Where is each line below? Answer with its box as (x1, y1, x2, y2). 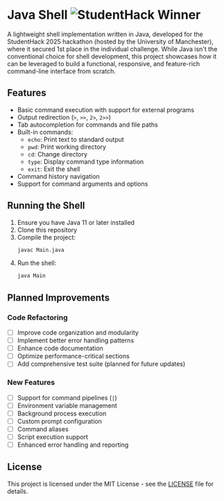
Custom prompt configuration (17, 417, 102, 425)
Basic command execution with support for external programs (17, 105, 195, 114)
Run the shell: (17, 259, 57, 267)
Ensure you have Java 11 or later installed (17, 218, 135, 226)
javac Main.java (17, 246, 64, 253)
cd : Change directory (27, 150, 88, 158)
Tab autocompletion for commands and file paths (17, 120, 158, 129)
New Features (7, 378, 55, 388)
